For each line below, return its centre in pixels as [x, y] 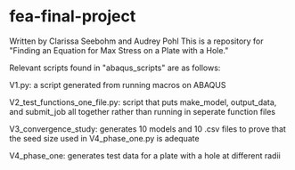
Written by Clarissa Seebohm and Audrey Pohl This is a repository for [137, 41]
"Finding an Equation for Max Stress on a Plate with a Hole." [119, 50]
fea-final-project [73, 16]
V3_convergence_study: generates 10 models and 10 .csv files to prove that [148, 129]
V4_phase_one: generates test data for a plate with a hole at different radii [145, 155]
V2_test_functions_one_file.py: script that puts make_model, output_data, [143, 102]
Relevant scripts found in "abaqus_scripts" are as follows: [115, 68]
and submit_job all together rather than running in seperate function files [143, 111]
